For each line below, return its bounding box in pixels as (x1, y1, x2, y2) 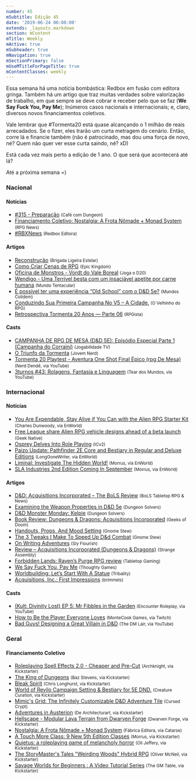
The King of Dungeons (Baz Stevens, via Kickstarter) (14, 674, 130, 681)
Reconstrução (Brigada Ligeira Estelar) (14, 256, 98, 263)
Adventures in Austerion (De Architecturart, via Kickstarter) (14, 709, 143, 716)
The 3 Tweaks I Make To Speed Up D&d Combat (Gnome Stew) (14, 533, 161, 540)
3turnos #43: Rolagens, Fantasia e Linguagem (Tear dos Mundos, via (14, 368, 173, 375)
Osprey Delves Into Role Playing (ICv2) (14, 440, 106, 447)
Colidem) (14, 294, 33, 300)
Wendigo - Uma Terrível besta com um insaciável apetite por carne (14, 275, 177, 282)
